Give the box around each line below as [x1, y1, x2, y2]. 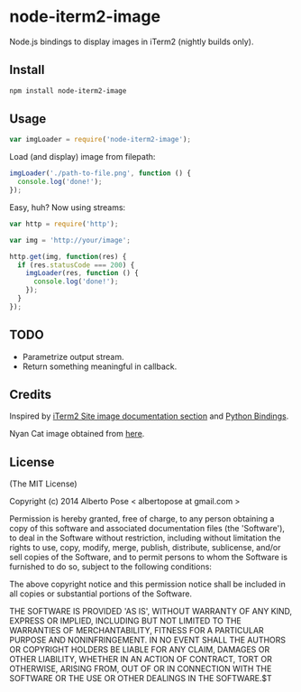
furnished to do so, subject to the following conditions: [9, 561, 212, 572]
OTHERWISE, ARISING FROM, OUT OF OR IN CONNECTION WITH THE [9, 663, 272, 674]
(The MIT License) [9, 478, 78, 489]
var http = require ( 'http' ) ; [9, 219, 119, 228]
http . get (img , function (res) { [9, 252, 127, 261]
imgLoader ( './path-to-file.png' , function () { [9, 169, 192, 178]
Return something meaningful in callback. [22, 361, 178, 372]
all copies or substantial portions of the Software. [9, 588, 192, 599]
